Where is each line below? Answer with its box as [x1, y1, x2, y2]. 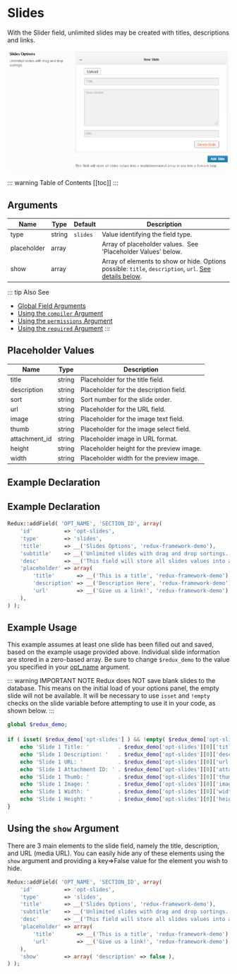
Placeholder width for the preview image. [80, 454, 200, 463]
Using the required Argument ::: [17, 323, 111, 333]
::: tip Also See [7, 287, 49, 296]
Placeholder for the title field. [80, 376, 164, 384]
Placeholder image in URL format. [80, 434, 178, 443]
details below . [102, 272, 142, 280]
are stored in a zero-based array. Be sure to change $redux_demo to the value [7, 655, 230, 664]
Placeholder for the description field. [80, 385, 187, 393]
